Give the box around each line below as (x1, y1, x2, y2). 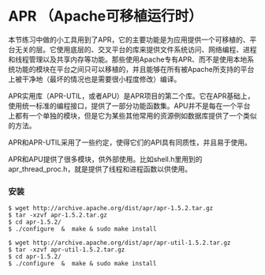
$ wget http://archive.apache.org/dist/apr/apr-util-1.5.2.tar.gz (8, 239, 231, 247)
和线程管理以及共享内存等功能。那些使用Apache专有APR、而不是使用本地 (8, 55, 248, 64)
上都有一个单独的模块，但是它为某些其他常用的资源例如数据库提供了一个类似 (8, 111, 257, 120)
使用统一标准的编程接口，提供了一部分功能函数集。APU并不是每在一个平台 (8, 100, 251, 111)
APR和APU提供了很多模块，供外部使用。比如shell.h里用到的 (8, 154, 203, 164)
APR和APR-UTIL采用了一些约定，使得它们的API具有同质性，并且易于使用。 (8, 137, 252, 147)
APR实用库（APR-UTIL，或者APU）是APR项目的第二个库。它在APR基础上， (8, 91, 255, 100)
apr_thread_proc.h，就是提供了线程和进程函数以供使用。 (8, 164, 192, 174)
